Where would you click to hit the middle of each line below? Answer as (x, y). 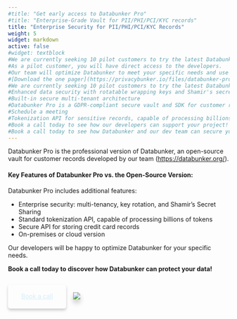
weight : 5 (23, 33)
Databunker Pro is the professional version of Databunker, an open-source (116, 151)
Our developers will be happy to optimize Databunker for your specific (110, 247)
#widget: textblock (37, 53)
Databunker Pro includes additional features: (72, 190)
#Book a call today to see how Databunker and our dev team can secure (115, 131)
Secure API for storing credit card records (79, 226)
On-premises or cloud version (62, 234)
